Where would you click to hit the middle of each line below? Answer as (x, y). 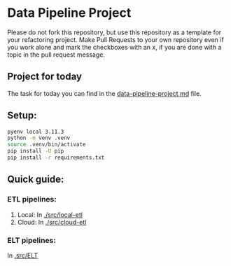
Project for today (45, 77)
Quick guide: (36, 180)
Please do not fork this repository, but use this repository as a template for (114, 32)
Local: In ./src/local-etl (50, 214)
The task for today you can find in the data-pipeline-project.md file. (104, 93)
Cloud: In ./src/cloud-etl (52, 222)
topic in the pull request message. (56, 55)
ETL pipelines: (32, 199)
